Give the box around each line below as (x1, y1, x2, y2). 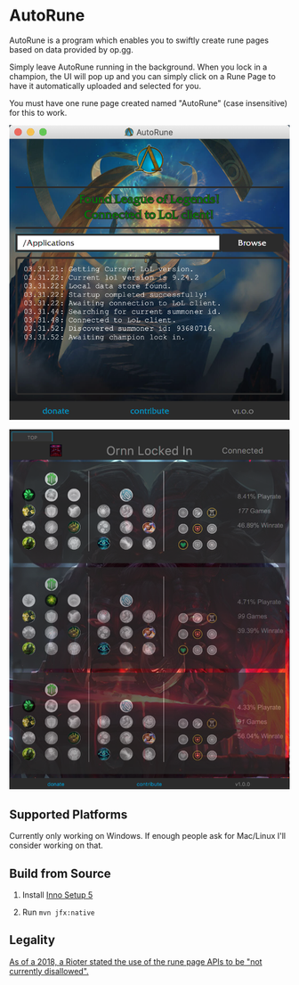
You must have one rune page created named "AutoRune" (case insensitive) (9, 97, 287, 108)
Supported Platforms (9, 807, 128, 822)
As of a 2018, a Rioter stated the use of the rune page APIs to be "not (9, 956, 263, 967)
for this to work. (9, 107, 68, 118)
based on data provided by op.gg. (9, 44, 133, 54)
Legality (9, 932, 56, 948)
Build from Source (9, 866, 111, 881)
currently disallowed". (9, 965, 89, 976)
